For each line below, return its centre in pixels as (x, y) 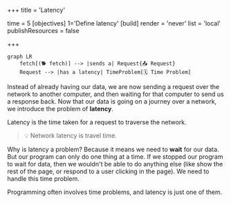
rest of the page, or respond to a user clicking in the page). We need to (108, 171)
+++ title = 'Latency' (36, 10)
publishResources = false (43, 31)
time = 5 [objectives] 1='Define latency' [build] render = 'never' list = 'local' (114, 23)
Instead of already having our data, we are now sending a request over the (113, 87)
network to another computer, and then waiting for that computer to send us (115, 94)
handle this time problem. (43, 178)
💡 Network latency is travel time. (71, 135)
